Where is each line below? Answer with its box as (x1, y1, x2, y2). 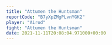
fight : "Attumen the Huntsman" (6, 25, 83, 31)
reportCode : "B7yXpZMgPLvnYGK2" (6, 14, 85, 20)
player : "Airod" (6, 19, 46, 25)
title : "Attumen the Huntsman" (6, 8, 83, 15)
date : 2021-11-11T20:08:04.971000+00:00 (6, 30, 107, 36)
